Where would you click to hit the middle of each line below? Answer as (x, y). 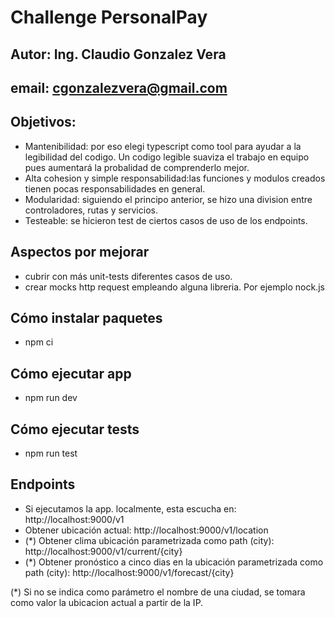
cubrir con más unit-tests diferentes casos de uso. (128, 276)
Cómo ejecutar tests (75, 429)
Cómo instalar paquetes (86, 317)
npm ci (39, 342)
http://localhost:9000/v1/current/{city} (103, 551)
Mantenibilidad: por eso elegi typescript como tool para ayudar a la (163, 146)
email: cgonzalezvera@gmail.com (119, 87)
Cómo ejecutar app (71, 373)
